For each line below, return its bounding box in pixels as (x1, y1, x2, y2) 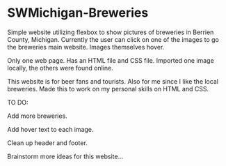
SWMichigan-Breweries (7, 5, 149, 21)
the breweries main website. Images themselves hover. (7, 43, 165, 51)
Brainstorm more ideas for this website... (7, 152, 124, 160)
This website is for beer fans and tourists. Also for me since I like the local (7, 77, 219, 85)
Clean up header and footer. (7, 138, 88, 147)
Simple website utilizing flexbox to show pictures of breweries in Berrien (7, 28, 214, 36)
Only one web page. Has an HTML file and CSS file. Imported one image (7, 56, 214, 64)
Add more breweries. (7, 112, 67, 120)
